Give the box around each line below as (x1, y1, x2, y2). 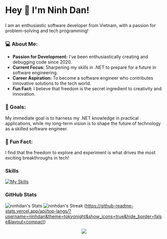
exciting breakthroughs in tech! (5, 155, 69, 161)
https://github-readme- (85, 202, 133, 208)
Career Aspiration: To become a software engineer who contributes (12, 75, 153, 81)
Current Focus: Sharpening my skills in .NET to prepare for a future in (12, 65, 156, 71)
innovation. (12, 91, 36, 97)
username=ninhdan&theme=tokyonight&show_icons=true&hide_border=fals (5, 213, 162, 219)
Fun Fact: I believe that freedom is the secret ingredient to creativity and (12, 86, 162, 92)
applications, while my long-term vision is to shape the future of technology (5, 120, 161, 126)
